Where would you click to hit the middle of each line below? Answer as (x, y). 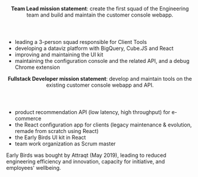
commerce (28, 118)
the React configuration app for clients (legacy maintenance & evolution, (103, 125)
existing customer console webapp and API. (100, 85)
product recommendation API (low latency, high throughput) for (92, 112)
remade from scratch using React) (57, 131)
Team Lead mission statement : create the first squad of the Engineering (100, 9)
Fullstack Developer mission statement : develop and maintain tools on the (100, 79)
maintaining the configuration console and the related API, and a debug (102, 61)
